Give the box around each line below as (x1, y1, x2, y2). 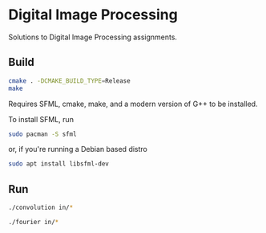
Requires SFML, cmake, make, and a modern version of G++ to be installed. (8, 99, 258, 108)
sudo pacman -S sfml (8, 130, 78, 138)
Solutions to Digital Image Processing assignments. (8, 32, 178, 42)
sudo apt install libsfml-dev (8, 160, 110, 168)
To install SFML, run (8, 114, 75, 124)
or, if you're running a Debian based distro (8, 145, 148, 154)
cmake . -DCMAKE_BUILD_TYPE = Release (8, 76, 131, 85)
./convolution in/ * (8, 203, 74, 212)
